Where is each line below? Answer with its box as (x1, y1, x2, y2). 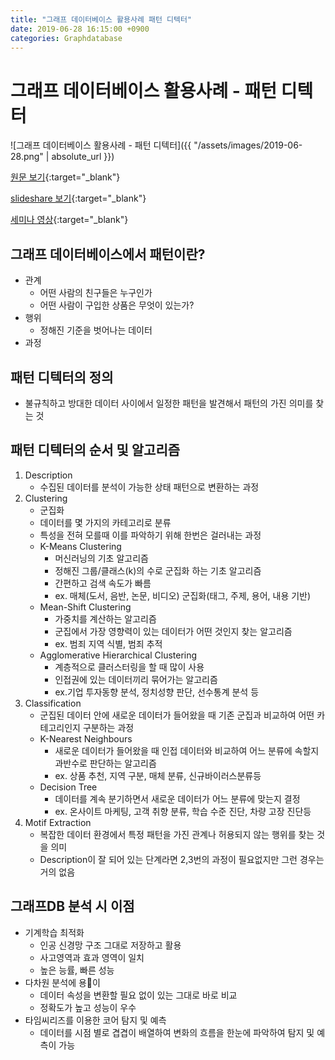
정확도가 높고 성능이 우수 (39, 1001, 137, 1013)
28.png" (10, 151, 44, 163)
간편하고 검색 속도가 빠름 (54, 577, 152, 589)
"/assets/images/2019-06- (193, 139, 303, 151)
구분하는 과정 (82, 721, 135, 733)
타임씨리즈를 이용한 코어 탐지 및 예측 (24, 1014, 167, 1026)
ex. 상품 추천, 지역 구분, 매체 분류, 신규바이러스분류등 (54, 769, 262, 781)
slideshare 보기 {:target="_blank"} (10, 192, 147, 205)
